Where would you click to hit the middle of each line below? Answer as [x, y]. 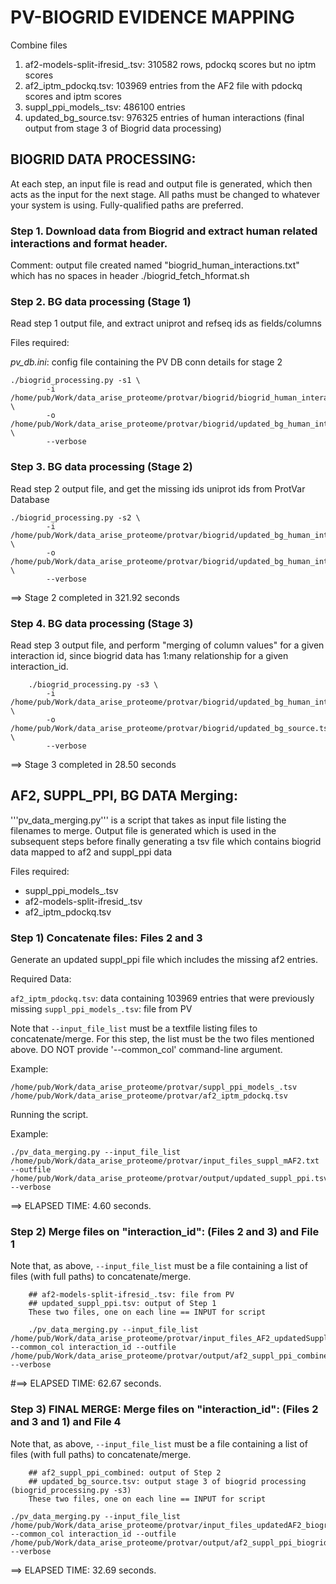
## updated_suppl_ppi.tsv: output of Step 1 [122, 1304]
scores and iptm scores [73, 96]
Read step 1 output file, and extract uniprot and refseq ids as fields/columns [166, 323]
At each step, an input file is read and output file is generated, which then [161, 183]
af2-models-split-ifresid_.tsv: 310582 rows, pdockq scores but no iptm [170, 64]
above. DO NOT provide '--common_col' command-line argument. [146, 1050]
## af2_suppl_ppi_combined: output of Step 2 [125, 1472]
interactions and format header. [89, 243]
